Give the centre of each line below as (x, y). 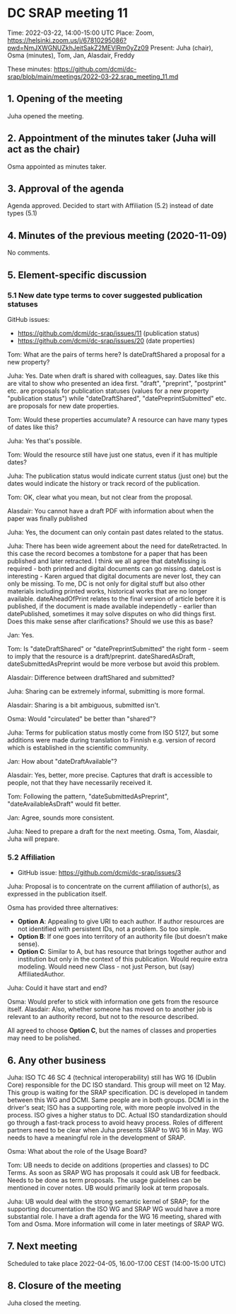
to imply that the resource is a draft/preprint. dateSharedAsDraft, (101, 656)
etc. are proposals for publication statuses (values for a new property (108, 391)
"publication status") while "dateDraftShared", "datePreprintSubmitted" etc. (117, 398)
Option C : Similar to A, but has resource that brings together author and (122, 952)
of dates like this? (33, 427)
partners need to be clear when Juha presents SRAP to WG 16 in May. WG (115, 1130)
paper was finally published (48, 518)
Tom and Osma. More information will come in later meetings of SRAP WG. (116, 1224)
